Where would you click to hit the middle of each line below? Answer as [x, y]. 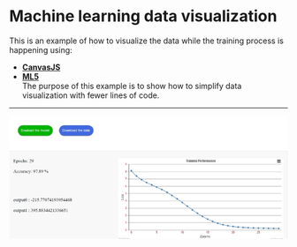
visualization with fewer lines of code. [91, 95]
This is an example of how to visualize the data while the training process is [147, 41]
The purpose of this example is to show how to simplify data [132, 86]
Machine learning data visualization [143, 16]
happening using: [41, 49]
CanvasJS [41, 67]
